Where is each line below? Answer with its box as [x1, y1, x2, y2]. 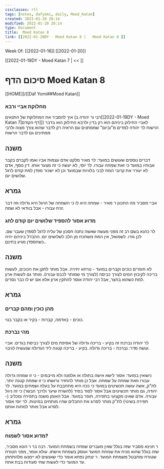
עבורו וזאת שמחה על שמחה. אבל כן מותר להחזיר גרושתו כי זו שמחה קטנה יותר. [5, 377, 150, 383]
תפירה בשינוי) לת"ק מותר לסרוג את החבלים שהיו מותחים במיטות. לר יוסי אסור [5, 398, 148, 404]
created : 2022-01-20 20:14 [5, 16, 60, 21]
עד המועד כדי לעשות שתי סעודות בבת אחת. [5, 459, 85, 465]
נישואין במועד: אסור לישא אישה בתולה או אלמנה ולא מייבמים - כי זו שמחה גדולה [5, 372, 152, 378]
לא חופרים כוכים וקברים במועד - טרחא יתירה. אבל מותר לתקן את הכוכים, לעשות [5, 266, 152, 272]
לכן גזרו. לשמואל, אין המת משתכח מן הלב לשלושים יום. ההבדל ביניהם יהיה [5, 234, 142, 240]
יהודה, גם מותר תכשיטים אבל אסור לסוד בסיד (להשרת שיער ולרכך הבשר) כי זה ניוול [5, 388, 157, 394]
